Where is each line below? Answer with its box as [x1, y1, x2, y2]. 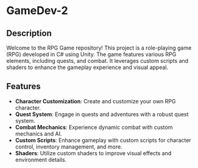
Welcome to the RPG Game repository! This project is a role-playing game [6, 44, 192, 51]
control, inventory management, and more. [15, 143, 123, 150]
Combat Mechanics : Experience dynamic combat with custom [15, 123, 173, 131]
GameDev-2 [6, 4, 68, 18]
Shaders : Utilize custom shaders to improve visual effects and [15, 149, 172, 156]
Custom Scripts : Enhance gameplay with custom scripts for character [15, 136, 191, 144]
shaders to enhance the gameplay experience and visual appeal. [6, 64, 169, 71]
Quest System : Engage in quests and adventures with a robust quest [15, 111, 189, 118]
